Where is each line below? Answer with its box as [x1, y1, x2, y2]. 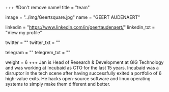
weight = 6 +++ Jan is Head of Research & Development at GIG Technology [5, 59, 164, 65]
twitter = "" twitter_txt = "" [5, 39, 60, 45]
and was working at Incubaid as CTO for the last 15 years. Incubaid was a [5, 65, 159, 71]
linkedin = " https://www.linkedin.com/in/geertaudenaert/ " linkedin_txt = [5, 24, 155, 30]
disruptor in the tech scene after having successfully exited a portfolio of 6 [5, 70, 162, 76]
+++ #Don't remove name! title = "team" [5, 5, 90, 10]
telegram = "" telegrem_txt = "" [5, 50, 71, 55]
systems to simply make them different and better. [5, 81, 110, 87]
